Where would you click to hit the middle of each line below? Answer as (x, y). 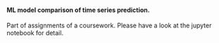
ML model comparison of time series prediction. (78, 10)
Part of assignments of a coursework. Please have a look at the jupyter (109, 25)
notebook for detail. (35, 33)
